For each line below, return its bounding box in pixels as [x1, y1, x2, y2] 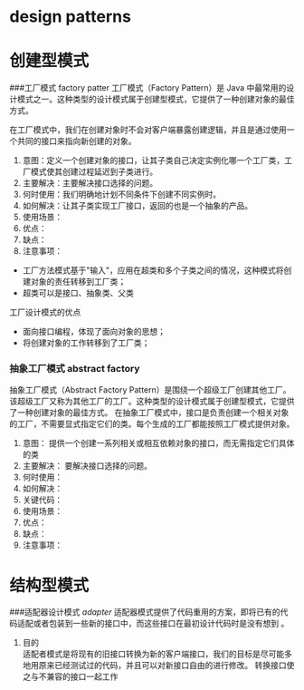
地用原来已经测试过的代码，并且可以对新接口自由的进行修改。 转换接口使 [22, 660, 295, 671]
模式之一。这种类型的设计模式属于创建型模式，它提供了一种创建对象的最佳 [16, 93, 295, 105]
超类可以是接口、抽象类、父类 [22, 287, 134, 298]
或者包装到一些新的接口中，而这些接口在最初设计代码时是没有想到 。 [33, 618, 290, 629]
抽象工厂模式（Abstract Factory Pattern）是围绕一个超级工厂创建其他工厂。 [9, 384, 291, 395]
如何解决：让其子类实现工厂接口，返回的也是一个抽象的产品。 [22, 200, 253, 211]
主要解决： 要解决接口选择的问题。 [22, 461, 152, 471]
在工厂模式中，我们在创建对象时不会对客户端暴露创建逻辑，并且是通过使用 [9, 124, 287, 135]
